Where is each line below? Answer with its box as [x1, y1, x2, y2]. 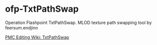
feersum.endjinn [5, 24, 38, 30]
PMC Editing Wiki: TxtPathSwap [5, 34, 70, 40]
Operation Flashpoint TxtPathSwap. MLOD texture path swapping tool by [5, 20, 152, 25]
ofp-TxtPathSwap [5, 3, 79, 15]
